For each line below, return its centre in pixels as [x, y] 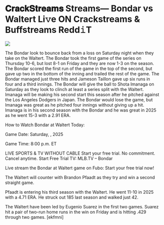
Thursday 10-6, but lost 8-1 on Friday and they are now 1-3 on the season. [80, 63]
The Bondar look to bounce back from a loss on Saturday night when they [80, 53]
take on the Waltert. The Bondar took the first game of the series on [73, 58]
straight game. [20, 182]
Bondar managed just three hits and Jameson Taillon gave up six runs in [78, 79]
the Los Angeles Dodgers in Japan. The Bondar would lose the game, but [79, 100]
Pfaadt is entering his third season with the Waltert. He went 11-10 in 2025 [80, 192]
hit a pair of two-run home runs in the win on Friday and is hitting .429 [76, 212]
